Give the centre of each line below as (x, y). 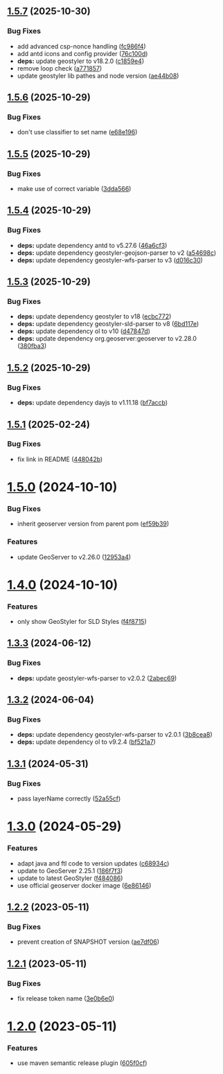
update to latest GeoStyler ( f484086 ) (70, 878)
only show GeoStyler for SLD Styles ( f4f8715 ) (82, 622)
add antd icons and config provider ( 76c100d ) (82, 53)
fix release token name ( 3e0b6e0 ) (66, 999)
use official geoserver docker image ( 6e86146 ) (84, 885)
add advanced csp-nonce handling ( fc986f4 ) (82, 46)
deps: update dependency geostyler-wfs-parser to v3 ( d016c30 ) (110, 260)
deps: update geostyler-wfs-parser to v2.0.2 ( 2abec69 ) (97, 678)
